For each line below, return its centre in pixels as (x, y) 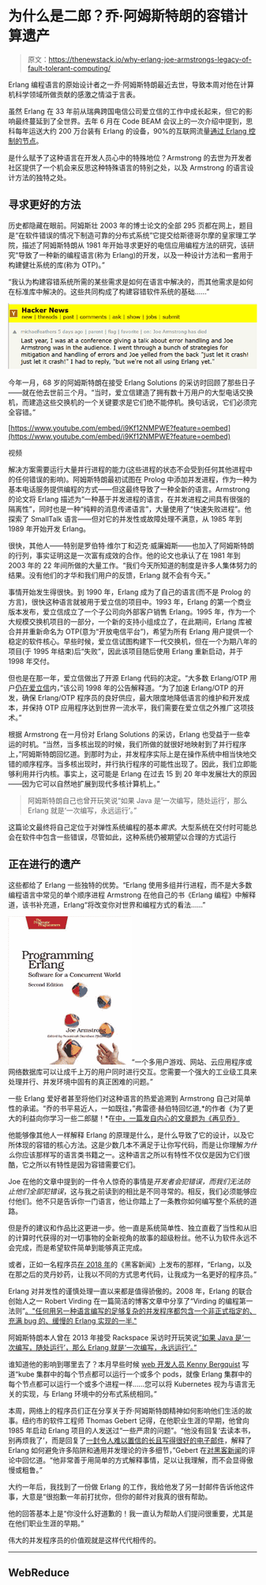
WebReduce (39, 1573)
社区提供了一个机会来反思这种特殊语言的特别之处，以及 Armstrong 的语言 (127, 168)
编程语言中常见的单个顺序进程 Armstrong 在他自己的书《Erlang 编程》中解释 (132, 895)
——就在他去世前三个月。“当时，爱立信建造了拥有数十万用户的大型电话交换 (131, 392)
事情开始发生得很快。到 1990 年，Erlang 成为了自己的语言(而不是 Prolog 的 (129, 592)
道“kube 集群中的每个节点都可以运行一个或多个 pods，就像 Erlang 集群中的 (130, 1374)
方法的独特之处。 (43, 177)
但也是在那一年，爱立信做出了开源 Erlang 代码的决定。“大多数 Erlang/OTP (128, 677)
